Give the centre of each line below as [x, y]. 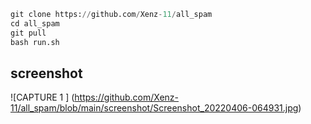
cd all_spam [35, 23]
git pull [28, 33]
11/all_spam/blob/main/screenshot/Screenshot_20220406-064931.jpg [154, 108]
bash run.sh [35, 42]
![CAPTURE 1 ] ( [42, 97]
